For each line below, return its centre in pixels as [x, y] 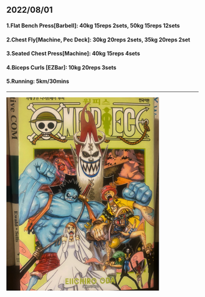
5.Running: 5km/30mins [38, 81]
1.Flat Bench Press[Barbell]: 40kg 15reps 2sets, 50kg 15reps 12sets [93, 25]
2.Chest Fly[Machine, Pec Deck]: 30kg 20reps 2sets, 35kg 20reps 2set [98, 40]
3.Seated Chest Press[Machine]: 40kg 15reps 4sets [73, 54]
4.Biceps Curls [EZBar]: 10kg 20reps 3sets [62, 67]
